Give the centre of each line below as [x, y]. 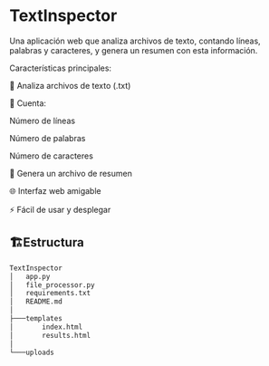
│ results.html [50, 335]
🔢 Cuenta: [28, 103]
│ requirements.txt [50, 294]
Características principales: [60, 68]
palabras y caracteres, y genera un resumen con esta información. [134, 50]
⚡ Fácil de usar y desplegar [60, 209]
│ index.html [46, 327]
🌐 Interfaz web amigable [55, 190]
